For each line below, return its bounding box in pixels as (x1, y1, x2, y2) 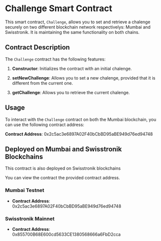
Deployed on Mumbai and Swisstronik (5, 145, 122, 153)
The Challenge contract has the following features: (5, 56, 106, 62)
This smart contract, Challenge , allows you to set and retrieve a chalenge (5, 19, 150, 25)
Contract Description (5, 43, 70, 51)
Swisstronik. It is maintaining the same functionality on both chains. (5, 29, 140, 35)
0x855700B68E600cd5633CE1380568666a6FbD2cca (12, 231, 121, 237)
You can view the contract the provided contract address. (5, 175, 120, 181)
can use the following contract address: (5, 122, 84, 128)
